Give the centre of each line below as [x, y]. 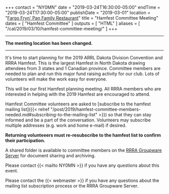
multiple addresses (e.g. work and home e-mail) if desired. [66, 125]
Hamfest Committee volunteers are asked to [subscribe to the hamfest [78, 104]
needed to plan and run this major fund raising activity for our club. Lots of [82, 74]
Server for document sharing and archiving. [50, 155]
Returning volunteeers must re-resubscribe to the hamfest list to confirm [83, 135]
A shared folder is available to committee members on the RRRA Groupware [83, 150]
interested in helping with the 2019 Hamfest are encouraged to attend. [78, 94]
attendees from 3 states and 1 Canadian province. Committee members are [83, 68]
